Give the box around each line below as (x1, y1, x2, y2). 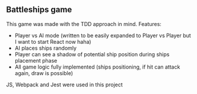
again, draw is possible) (14, 69, 73, 76)
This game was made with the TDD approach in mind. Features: (6, 20, 162, 27)
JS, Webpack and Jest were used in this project (6, 81, 123, 88)
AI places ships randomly (14, 44, 77, 51)
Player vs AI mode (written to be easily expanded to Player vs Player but (14, 32, 191, 39)
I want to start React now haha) (14, 38, 91, 45)
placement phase (14, 57, 58, 64)
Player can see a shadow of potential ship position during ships (14, 50, 170, 58)
